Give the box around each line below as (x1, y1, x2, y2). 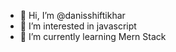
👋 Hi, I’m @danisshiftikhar (19, 10, 126, 21)
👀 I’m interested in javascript (19, 20, 137, 32)
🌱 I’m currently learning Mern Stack (19, 31, 167, 42)
